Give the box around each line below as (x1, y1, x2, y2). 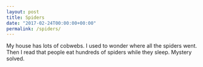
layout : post (6, 8, 40, 15)
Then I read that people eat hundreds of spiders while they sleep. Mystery (6, 49, 192, 56)
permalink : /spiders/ (6, 25, 61, 32)
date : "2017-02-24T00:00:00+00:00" (6, 20, 97, 26)
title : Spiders (6, 14, 45, 21)
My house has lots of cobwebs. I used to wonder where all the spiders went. (6, 42, 198, 49)
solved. (6, 55, 25, 62)
